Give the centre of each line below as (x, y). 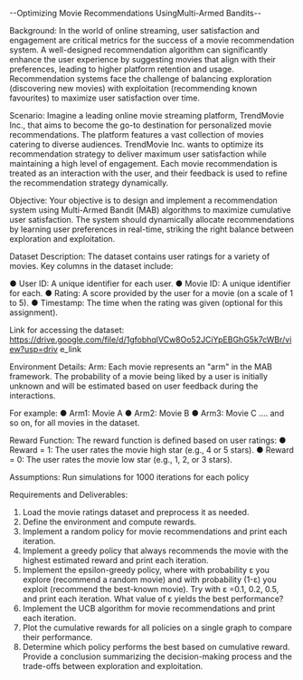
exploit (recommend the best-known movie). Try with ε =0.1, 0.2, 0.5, (151, 589)
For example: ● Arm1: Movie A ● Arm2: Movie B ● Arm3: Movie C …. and (147, 413)
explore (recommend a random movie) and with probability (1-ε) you (150, 579)
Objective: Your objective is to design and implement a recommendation (143, 200)
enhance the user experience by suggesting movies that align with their (142, 59)
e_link (71, 349)
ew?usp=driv (34, 349)
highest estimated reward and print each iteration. (115, 560)
